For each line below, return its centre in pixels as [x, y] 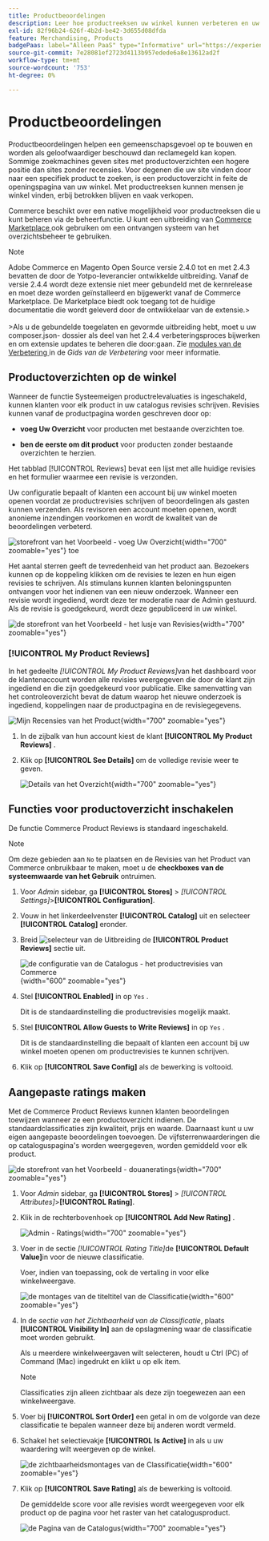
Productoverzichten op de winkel [92, 377]
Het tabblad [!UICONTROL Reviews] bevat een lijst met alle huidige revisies [132, 468]
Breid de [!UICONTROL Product [124, 940]
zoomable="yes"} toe [44, 551]
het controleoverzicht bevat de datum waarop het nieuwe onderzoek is [125, 696]
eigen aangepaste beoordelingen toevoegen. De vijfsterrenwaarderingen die [134, 1137]
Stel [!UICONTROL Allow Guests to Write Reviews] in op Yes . [122, 1027]
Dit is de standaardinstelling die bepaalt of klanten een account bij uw [134, 1043]
